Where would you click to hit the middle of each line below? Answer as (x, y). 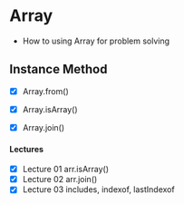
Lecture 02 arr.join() (60, 180)
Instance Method (58, 69)
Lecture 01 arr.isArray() (66, 170)
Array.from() (46, 91)
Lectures (26, 149)
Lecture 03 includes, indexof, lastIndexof (98, 189)
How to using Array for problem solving (96, 41)
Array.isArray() (50, 109)
